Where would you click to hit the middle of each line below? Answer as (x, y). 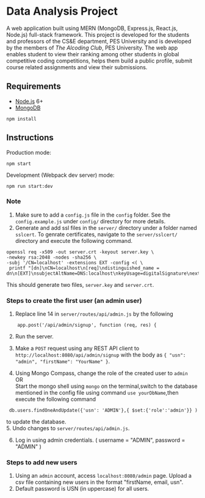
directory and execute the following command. (74, 240)
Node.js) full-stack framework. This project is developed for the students (98, 34)
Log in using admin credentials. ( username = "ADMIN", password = (100, 440)
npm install (21, 119)
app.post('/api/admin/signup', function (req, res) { (87, 325)
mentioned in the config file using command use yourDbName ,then (97, 393)
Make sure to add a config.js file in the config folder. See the (93, 215)
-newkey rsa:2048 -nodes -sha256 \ (52, 257)
